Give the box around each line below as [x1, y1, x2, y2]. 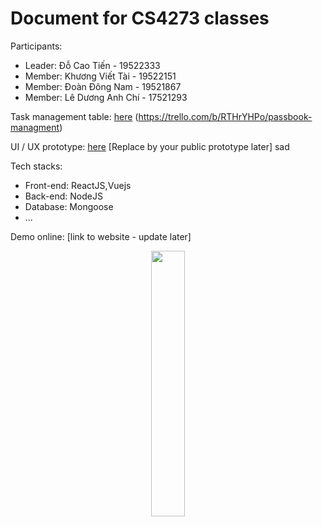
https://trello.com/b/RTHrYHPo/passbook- [138, 110, 313, 122]
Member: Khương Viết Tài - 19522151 [24, 70, 177, 82]
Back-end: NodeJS [24, 190, 103, 202]
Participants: [10, 40, 63, 52]
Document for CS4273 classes [10, 7, 270, 30]
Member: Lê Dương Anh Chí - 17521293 [24, 91, 188, 103]
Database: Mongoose [24, 200, 114, 212]
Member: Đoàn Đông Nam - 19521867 [24, 80, 182, 92]
